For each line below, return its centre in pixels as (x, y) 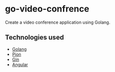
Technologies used (34, 37)
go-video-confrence (47, 9)
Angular (20, 64)
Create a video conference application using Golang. (58, 22)
